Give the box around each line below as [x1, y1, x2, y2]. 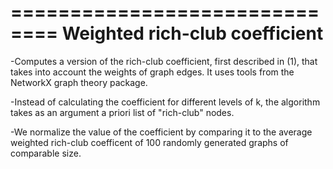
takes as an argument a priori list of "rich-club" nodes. [10, 106, 235, 118]
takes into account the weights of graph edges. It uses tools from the [10, 66, 295, 78]
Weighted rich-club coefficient [61, 22, 324, 45]
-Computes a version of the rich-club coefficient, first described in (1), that [10, 55, 318, 67]
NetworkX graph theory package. [10, 76, 148, 88]
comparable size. [10, 147, 82, 159]
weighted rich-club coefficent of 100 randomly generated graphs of [10, 136, 289, 148]
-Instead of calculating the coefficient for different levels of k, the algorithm [10, 96, 321, 108]
